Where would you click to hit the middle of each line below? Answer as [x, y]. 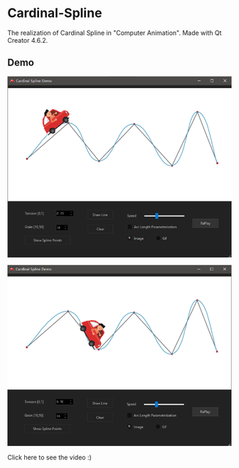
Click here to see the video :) [50, 457]
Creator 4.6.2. [28, 40]
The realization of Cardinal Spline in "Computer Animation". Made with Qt [115, 33]
